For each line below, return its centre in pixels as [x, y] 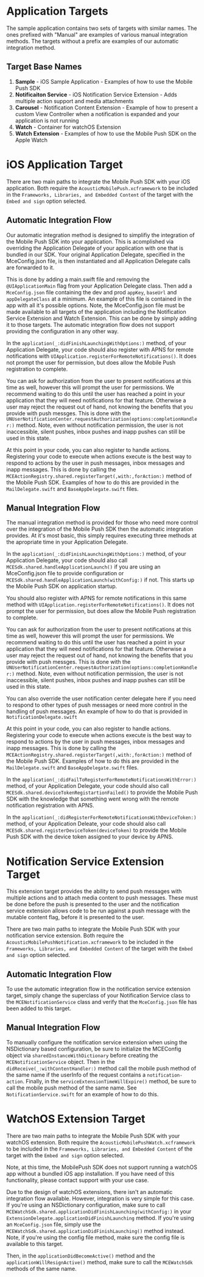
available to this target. [35, 1243]
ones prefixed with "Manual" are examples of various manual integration [97, 34]
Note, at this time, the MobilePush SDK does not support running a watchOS [102, 1167]
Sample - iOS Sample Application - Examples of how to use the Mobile [104, 81]
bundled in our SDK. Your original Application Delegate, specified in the [96, 254]
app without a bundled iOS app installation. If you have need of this [90, 1173]
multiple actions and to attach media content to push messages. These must [102, 898]
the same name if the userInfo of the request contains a [76, 1075]
